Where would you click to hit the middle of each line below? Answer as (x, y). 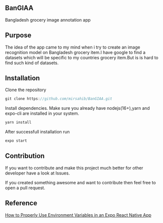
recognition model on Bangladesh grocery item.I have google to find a (75, 52)
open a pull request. (25, 188)
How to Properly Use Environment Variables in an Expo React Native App (78, 215)
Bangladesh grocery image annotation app (48, 20)
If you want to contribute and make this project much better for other (74, 168)
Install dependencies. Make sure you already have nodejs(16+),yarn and (77, 108)
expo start (16, 141)
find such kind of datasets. (32, 63)
